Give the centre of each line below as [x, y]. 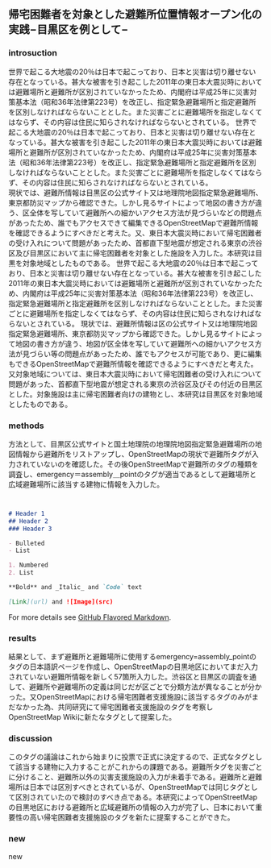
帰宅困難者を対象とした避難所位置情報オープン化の [135, 15]
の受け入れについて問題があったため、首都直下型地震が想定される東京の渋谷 [135, 243]
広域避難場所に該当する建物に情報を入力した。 [86, 484]
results [23, 638]
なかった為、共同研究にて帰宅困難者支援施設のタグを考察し [114, 707]
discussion [30, 738]
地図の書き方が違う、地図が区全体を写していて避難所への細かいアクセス [135, 343]
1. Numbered [28, 565]
